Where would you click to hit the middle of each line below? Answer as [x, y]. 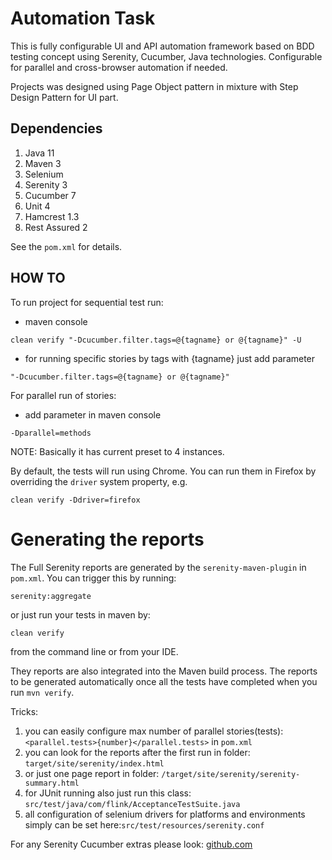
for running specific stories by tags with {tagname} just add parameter [170, 358]
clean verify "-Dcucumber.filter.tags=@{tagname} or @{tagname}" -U [156, 340]
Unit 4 [37, 206]
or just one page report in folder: [92, 773]
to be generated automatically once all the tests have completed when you [164, 681]
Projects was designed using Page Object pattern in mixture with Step [154, 86]
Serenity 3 [46, 184]
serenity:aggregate [51, 596]
